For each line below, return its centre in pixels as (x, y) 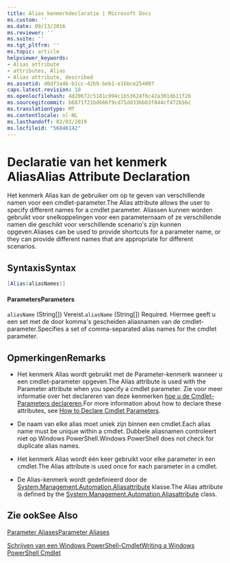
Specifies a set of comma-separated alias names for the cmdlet (127, 329)
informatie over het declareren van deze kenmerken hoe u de (103, 396)
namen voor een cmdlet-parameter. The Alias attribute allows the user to (108, 203)
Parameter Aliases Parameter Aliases (58, 532)
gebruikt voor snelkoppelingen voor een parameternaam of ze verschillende (114, 217)
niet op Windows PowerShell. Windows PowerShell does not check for (115, 438)
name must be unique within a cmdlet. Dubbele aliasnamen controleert (117, 431)
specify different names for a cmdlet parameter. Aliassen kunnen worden (110, 210)
